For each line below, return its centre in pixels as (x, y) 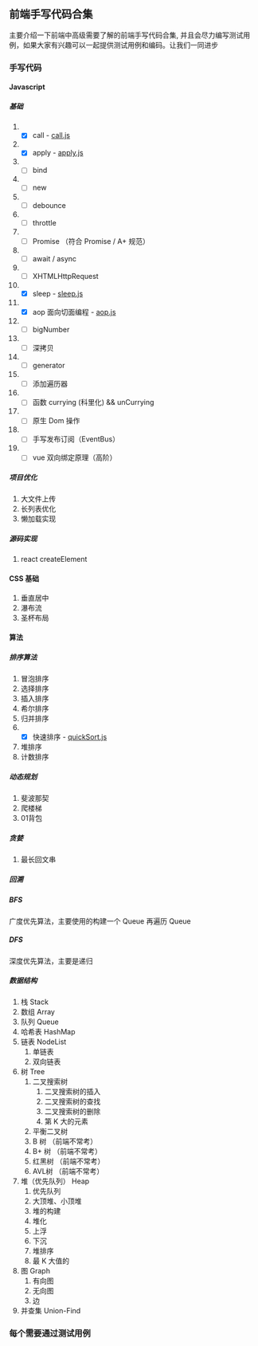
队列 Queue (39, 1022)
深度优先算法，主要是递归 (51, 961)
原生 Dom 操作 (56, 421)
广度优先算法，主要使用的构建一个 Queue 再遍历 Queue (100, 921)
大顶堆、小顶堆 (57, 1201)
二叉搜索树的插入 (72, 1092)
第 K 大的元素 (66, 1121)
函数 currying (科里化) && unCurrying (93, 402)
